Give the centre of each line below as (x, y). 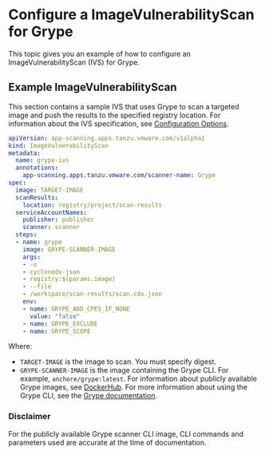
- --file (37, 287)
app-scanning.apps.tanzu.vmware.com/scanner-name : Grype (119, 176)
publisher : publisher (58, 220)
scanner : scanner (51, 227)
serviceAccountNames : (51, 212)
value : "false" (55, 316)
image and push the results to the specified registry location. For (115, 115)
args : (32, 257)
